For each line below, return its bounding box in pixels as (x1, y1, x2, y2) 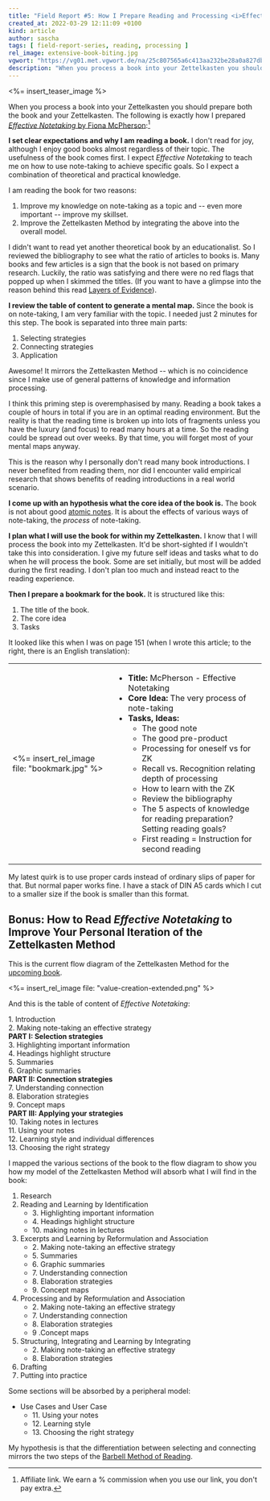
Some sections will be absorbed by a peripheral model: (8, 1386, 191, 1396)
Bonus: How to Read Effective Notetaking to (8, 913, 233, 926)
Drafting (19, 1362, 47, 1372)
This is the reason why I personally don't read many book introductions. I (8, 457, 250, 467)
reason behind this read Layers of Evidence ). (8, 285, 157, 295)
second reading (141, 843, 201, 855)
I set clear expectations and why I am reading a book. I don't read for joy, (8, 136, 255, 146)
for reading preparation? (141, 814, 234, 825)
